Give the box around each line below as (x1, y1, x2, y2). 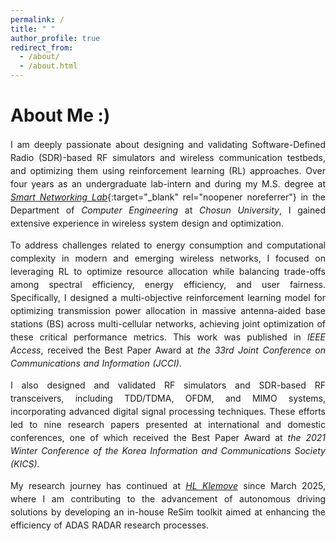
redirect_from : (10, 42, 74, 53)
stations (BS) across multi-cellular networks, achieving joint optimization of (10, 317, 326, 330)
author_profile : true (10, 33, 101, 43)
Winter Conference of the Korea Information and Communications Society (10, 444, 326, 456)
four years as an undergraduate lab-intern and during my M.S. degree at (10, 177, 326, 190)
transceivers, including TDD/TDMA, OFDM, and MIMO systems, (10, 392, 326, 404)
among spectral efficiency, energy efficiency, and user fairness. (10, 278, 326, 290)
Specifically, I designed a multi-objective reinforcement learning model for (10, 291, 326, 303)
